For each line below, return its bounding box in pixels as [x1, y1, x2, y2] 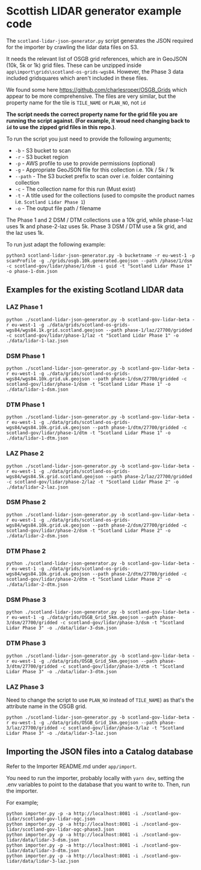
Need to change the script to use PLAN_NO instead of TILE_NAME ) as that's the [6, 696, 194, 703]
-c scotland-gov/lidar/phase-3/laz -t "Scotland [60, 725, 185, 731]
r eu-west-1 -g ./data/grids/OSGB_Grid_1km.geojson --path [6, 720, 158, 726]
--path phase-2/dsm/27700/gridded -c [92, 522, 187, 528]
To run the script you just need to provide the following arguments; [6, 135, 172, 142]
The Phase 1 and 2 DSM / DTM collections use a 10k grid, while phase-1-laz [6, 216, 194, 223]
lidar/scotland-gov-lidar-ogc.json [6, 816, 96, 822]
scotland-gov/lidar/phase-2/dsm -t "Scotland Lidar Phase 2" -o [6, 527, 171, 534]
